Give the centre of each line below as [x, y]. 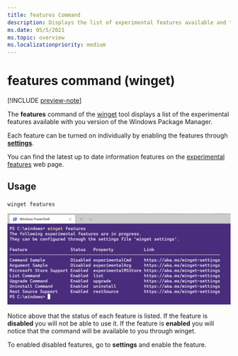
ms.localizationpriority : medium [57, 45]
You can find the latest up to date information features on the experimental [116, 157]
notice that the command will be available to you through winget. [102, 331]
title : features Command [44, 15]
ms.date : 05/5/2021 [36, 30]
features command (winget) [91, 81]
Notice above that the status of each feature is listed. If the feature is [107, 316]
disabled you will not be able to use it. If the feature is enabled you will [111, 323]
